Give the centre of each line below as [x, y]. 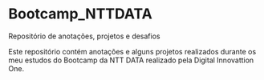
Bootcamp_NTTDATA [80, 14]
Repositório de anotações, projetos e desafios [84, 36]
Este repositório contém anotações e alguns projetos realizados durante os [132, 51]
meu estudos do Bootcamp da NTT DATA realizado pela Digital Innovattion [131, 60]
